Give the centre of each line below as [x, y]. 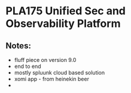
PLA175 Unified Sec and [66, 11]
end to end [28, 66]
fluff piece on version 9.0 [45, 60]
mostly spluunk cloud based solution [60, 72]
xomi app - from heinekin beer [51, 79]
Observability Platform [63, 24]
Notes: [18, 46]
